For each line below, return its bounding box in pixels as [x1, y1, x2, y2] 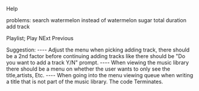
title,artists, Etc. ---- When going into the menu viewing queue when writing [6, 72, 194, 78]
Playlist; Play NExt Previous [6, 35, 74, 41]
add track [6, 23, 30, 30]
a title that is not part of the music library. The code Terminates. [6, 78, 164, 85]
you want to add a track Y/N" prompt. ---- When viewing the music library [6, 59, 189, 66]
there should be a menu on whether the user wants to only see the [6, 65, 171, 72]
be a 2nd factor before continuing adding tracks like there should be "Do [6, 53, 186, 59]
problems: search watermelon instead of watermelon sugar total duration [6, 17, 187, 23]
